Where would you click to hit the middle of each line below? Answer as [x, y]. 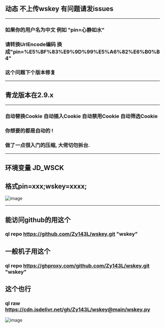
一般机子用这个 [28, 251]
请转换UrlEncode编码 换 [34, 44]
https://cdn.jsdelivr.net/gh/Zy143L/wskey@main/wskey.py [78, 310]
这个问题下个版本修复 [30, 72]
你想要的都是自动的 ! [29, 131]
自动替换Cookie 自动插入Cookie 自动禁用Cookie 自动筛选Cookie [82, 116]
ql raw [13, 303]
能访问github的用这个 [38, 220]
